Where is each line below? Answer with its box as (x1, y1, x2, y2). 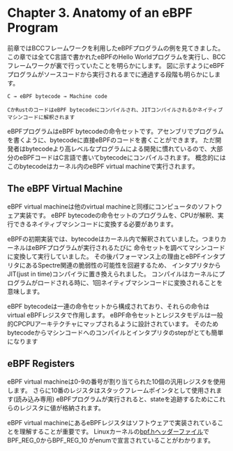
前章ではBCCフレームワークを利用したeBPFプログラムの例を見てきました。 (7, 43, 225, 52)
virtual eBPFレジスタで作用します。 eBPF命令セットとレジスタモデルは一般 (7, 310, 223, 319)
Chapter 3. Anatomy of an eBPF (7, 5, 193, 21)
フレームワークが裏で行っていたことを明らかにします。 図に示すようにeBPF (7, 61, 225, 69)
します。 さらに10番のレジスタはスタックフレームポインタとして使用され (7, 386, 216, 394)
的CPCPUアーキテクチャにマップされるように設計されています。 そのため (7, 319, 218, 328)
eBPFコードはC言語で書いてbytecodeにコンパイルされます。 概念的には (19, 153, 226, 162)
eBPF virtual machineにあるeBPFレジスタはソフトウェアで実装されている (7, 418, 218, 426)
